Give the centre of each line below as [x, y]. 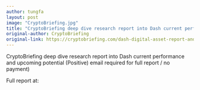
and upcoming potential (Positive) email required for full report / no [88, 63]
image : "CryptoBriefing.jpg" [42, 23]
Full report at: [23, 80]
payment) [18, 69]
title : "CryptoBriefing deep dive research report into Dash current [94, 28]
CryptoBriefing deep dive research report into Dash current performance [95, 56]
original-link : [25, 39]
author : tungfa [25, 12]
